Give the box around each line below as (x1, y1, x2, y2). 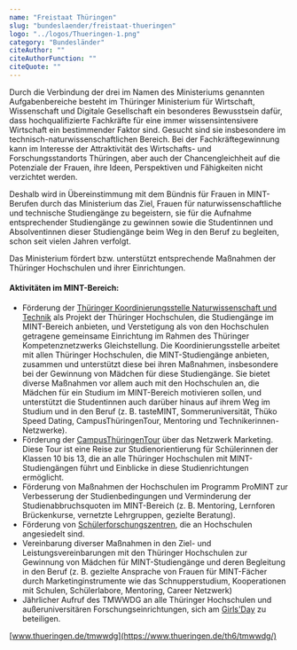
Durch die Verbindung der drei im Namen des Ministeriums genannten (9, 86, 265, 98)
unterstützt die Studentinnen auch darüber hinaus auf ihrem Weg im (21, 396, 270, 408)
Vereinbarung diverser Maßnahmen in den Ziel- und (21, 538, 212, 549)
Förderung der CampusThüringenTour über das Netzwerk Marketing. (21, 435, 273, 445)
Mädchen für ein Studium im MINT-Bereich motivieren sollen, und (21, 388, 262, 398)
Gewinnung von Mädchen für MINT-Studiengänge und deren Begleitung (21, 557, 286, 568)
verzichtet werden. (9, 171, 78, 182)
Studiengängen (21, 463, 78, 474)
